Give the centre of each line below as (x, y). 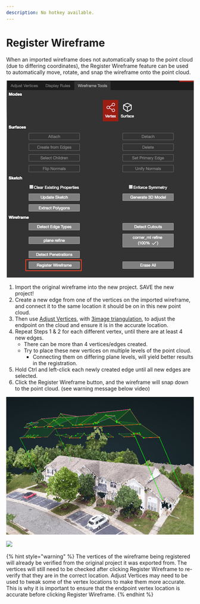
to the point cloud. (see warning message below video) (82, 389)
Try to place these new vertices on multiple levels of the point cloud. (107, 351)
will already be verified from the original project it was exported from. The (97, 563)
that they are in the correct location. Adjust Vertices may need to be (105, 575)
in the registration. (55, 363)
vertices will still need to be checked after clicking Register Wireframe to (95, 569)
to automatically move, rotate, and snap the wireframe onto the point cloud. (99, 72)
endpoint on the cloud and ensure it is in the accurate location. (91, 325)
